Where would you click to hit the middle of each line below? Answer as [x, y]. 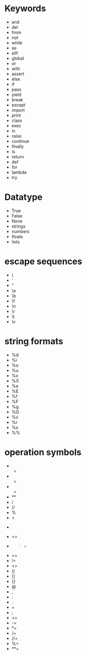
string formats [34, 341]
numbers [21, 231]
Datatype [24, 197]
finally [18, 146]
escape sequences [43, 262]
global [18, 58]
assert [18, 74]
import [18, 110]
